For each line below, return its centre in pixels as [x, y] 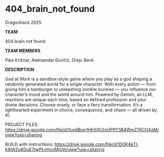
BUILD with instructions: [29, 144]
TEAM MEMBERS [23, 51]
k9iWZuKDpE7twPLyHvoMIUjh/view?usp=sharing [55, 149]
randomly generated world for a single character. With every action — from [81, 84]
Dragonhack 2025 [23, 22]
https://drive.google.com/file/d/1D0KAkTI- [97, 144]
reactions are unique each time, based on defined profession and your [76, 99]
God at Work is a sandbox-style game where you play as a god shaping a [79, 79]
